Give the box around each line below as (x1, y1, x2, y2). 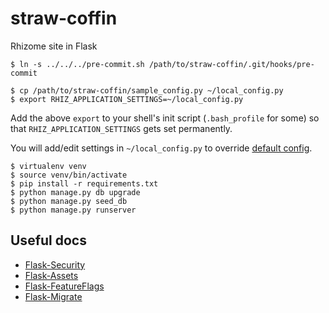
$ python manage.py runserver (10, 205, 137, 215)
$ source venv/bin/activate (10, 170, 128, 180)
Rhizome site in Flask (10, 40, 98, 52)
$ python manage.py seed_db (10, 196, 128, 206)
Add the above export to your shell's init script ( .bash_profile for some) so (10, 112, 320, 124)
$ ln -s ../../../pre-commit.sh (10, 59, 145, 69)
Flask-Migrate (24, 290, 83, 302)
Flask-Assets (24, 269, 79, 281)
